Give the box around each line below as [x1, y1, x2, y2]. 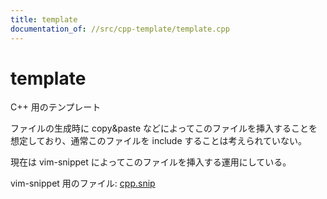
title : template [10, 14, 78, 25]
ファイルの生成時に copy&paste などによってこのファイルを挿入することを [10, 122, 318, 135]
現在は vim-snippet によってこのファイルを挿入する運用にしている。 [10, 156, 292, 168]
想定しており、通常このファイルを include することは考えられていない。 [10, 135, 308, 147]
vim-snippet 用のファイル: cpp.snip [10, 177, 156, 190]
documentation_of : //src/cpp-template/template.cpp [10, 24, 230, 34]
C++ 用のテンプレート [10, 101, 102, 113]
